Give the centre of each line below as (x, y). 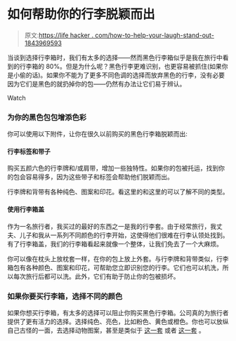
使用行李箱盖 (26, 209)
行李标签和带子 (29, 151)
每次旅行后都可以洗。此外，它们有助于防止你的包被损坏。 (96, 276)
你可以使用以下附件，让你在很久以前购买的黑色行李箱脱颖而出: (98, 134)
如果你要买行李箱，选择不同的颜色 (65, 296)
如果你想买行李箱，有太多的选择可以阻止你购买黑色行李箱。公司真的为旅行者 (118, 312)
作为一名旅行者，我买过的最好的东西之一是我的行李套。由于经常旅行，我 (112, 226)
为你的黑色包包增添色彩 (47, 117)
